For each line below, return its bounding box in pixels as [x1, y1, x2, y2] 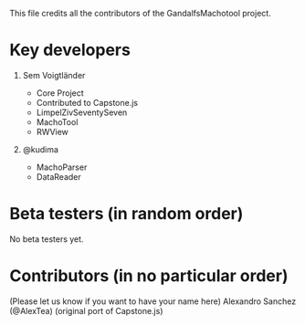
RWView [36, 126, 68, 137]
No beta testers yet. [9, 233, 84, 245]
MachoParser [36, 162, 88, 173]
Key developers [9, 40, 131, 60]
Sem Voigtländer [22, 69, 86, 80]
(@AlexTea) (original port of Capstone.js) [9, 305, 163, 316]
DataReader [36, 171, 82, 182]
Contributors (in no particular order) [9, 266, 289, 287]
